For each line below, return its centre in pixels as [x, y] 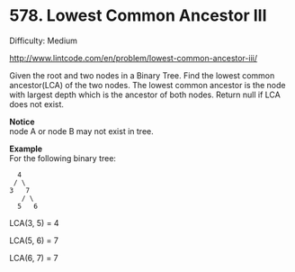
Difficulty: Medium [44, 41]
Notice [22, 122]
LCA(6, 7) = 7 [34, 258]
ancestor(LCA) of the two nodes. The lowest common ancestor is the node [147, 85]
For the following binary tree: [63, 158]
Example [26, 149]
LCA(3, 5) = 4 [35, 222]
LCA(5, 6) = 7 [34, 240]
